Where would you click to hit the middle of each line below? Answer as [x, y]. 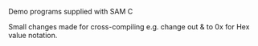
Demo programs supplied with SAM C [71, 11]
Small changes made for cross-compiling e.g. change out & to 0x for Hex [129, 27]
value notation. [33, 35]
